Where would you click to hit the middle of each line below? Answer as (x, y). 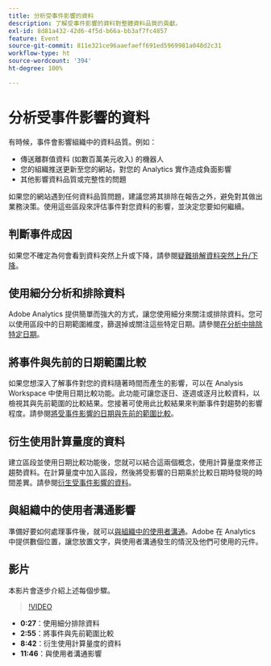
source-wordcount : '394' (50, 61)
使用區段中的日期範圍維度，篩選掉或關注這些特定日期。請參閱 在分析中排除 (139, 325)
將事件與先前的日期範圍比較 (77, 362)
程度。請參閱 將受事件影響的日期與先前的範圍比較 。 (93, 413)
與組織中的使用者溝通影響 (72, 511)
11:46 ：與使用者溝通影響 (61, 653)
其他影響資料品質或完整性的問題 (73, 179)
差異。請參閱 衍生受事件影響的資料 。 (75, 482)
